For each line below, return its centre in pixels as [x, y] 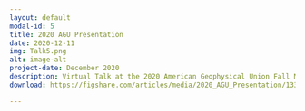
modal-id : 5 [32, 26]
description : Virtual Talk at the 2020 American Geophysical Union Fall [150, 77]
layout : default [40, 18]
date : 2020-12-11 [42, 43]
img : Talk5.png [38, 51]
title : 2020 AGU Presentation [67, 34]
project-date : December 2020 [64, 69]
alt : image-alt [38, 60]
